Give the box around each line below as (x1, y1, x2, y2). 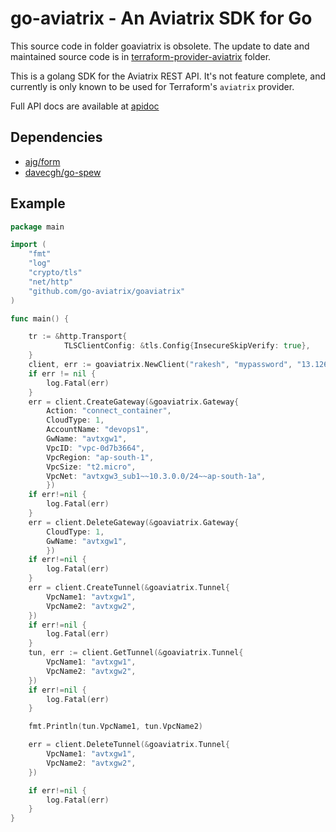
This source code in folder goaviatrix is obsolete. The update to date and (10, 40, 310, 52)
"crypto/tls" (28, 268, 83, 278)
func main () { (10, 313, 70, 324)
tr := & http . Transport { (28, 332, 128, 342)
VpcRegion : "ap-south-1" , (46, 452, 155, 462)
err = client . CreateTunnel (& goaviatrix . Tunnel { (28, 583, 230, 593)
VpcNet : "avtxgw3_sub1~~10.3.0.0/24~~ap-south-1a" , (46, 471, 267, 481)
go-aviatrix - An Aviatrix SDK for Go (10, 7, 313, 30)
